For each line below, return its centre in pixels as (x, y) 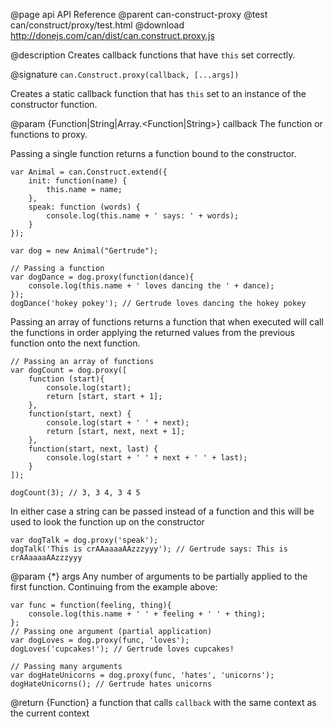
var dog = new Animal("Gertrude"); (84, 251)
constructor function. (54, 104)
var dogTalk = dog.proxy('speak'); (84, 540)
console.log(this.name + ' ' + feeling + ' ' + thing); (147, 614)
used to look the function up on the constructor (107, 522)
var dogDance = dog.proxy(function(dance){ (102, 277)
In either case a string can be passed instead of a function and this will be (162, 511)
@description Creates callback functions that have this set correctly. (153, 55)
